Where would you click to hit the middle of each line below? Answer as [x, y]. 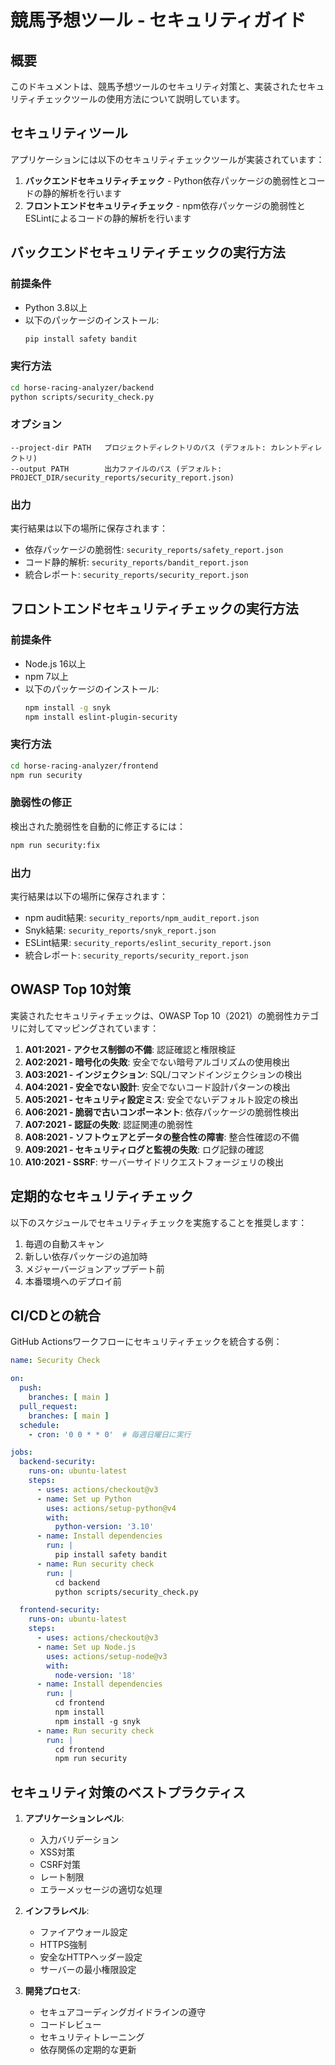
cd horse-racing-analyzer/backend [82, 387]
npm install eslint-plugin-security [101, 717]
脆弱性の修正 [41, 803]
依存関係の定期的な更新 [88, 2050]
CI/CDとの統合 [56, 1315]
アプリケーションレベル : [74, 1818]
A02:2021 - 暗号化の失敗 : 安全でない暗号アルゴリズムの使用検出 [157, 1062]
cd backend [77, 1582]
